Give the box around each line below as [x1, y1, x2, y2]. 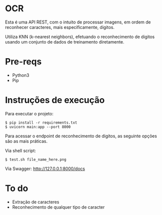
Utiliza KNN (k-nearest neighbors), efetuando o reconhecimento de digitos [5, 34, 155, 40]
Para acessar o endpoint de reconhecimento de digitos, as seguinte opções [5, 133, 157, 139]
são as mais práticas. [5, 138, 48, 144]
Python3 [12, 72, 29, 78]
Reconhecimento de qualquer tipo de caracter [12, 204, 105, 210]
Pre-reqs [5, 56, 42, 67]
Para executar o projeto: [5, 110, 54, 116]
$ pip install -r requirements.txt [5, 120, 78, 125]
